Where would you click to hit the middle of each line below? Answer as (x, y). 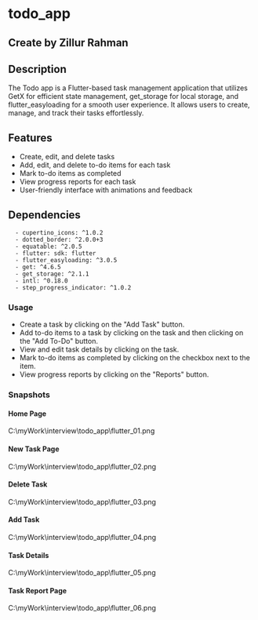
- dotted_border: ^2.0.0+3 (59, 240)
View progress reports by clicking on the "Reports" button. (114, 374)
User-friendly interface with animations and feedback (106, 190)
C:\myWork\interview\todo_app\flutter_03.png (82, 501)
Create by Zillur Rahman (68, 43)
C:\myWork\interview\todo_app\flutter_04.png (82, 538)
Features (30, 138)
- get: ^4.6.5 (38, 268)
